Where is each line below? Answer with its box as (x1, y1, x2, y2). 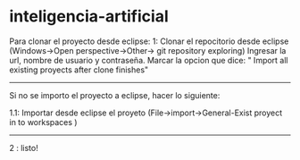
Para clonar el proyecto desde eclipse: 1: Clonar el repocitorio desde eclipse (9, 36, 289, 46)
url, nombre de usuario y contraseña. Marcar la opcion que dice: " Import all (9, 55, 288, 65)
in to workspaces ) (9, 116, 78, 127)
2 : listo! (9, 142, 38, 153)
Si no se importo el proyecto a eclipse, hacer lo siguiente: (9, 89, 221, 100)
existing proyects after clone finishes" (9, 64, 149, 75)
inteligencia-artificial (9, 6, 169, 27)
